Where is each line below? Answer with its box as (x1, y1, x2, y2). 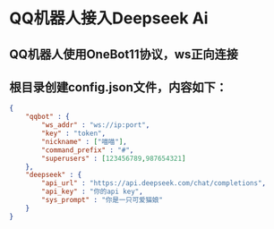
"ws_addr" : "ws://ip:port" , (41, 121, 150, 130)
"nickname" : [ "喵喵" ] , (41, 137, 128, 146)
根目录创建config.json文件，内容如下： (9, 80, 228, 95)
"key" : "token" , (41, 129, 106, 139)
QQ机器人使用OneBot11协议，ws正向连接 (9, 47, 239, 62)
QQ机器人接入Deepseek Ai (9, 8, 209, 29)
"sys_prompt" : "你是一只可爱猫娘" (41, 196, 164, 205)
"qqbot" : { (25, 113, 70, 122)
